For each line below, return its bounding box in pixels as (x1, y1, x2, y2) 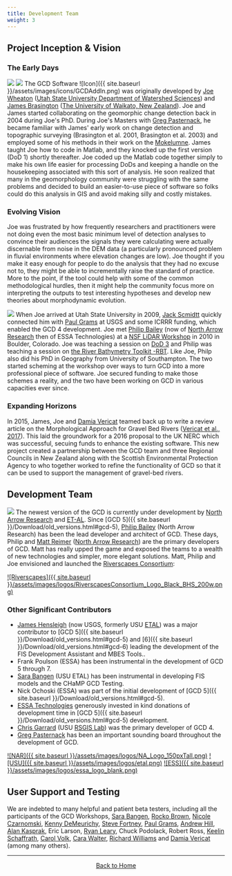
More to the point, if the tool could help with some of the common (7, 274, 194, 282)
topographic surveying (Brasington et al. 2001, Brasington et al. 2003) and (7, 131, 218, 139)
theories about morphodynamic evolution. (7, 296, 126, 304)
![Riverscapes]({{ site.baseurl (7, 572, 91, 581)
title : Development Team (7, 10, 79, 17)
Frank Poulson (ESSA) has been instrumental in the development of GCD (17, 657, 224, 665)
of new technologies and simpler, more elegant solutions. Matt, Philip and (7, 551, 216, 560)
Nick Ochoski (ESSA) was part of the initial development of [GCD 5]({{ (17, 686, 217, 695)
